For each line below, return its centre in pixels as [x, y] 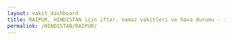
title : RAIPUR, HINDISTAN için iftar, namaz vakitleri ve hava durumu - [114, 20]
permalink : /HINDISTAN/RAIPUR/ [52, 26]
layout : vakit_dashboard [43, 13]
